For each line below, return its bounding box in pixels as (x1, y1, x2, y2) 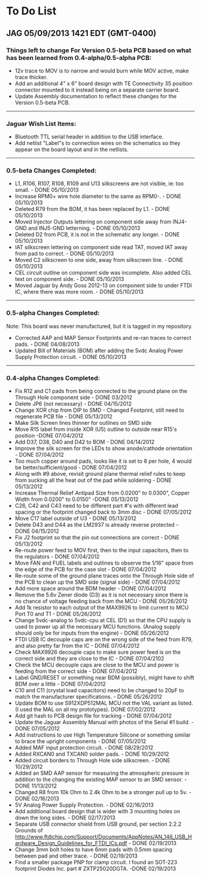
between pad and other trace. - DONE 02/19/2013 (14, 852, 138, 859)
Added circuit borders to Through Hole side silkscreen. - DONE (14, 757, 170, 764)
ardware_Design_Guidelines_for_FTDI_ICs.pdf (14, 840, 127, 847)
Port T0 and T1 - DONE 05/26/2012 (14, 610, 102, 618)
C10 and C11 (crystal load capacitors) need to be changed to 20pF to (14, 687, 184, 694)
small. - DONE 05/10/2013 (14, 186, 79, 194)
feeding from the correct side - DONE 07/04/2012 (14, 668, 138, 675)
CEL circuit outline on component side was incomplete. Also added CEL (14, 269, 191, 276)
